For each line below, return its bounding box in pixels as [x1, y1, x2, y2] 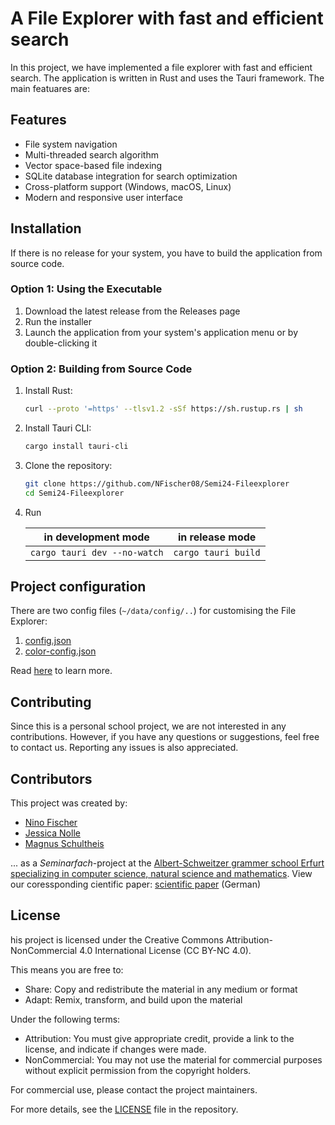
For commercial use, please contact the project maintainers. [10, 1083, 258, 1096]
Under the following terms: [10, 1013, 121, 1025]
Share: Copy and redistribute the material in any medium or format [24, 983, 298, 995]
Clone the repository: [24, 459, 113, 471]
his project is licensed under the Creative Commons [10, 933, 224, 946]
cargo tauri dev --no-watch [29, 547, 164, 558]
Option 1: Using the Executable [10, 282, 163, 296]
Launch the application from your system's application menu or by [24, 326, 299, 338]
